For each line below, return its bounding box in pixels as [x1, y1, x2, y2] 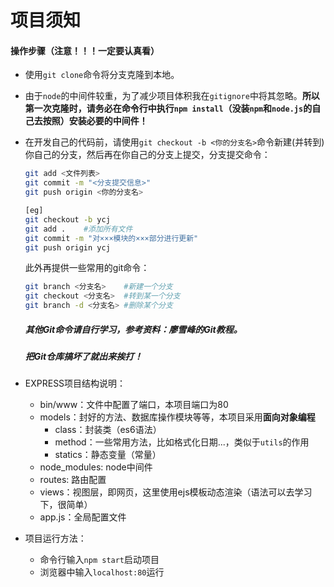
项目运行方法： [24, 532, 87, 545]
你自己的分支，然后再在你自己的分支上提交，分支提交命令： [24, 149, 271, 161]
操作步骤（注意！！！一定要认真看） [10, 44, 160, 56]
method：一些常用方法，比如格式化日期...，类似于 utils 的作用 [54, 436, 310, 448]
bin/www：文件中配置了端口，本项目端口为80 [39, 399, 229, 411]
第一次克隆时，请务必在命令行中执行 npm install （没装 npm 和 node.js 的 [24, 102, 313, 115]
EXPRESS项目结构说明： [24, 377, 127, 390]
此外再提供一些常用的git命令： [24, 262, 150, 274]
